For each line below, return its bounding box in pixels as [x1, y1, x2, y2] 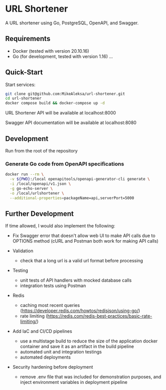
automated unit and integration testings [20, 349, 102, 355]
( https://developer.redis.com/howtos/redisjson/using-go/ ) [20, 307, 140, 314]
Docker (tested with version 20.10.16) [12, 48, 89, 54]
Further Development [5, 209, 74, 218]
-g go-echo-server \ [10, 186, 53, 191]
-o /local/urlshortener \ [10, 190, 65, 196]
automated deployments [20, 354, 71, 360]
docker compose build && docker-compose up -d [5, 101, 105, 106]
